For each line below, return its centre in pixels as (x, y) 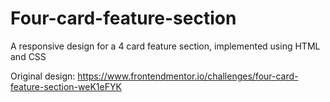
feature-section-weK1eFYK (66, 86)
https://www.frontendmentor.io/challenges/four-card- (188, 76)
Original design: (43, 76)
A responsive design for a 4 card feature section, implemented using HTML (165, 46)
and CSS (28, 56)
